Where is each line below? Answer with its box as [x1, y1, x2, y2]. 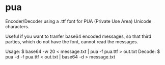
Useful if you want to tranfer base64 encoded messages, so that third [5, 33, 152, 39]
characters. [5, 23, 30, 29]
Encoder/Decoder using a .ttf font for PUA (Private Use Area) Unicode [5, 18, 152, 24]
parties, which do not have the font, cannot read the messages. [5, 38, 139, 44]
